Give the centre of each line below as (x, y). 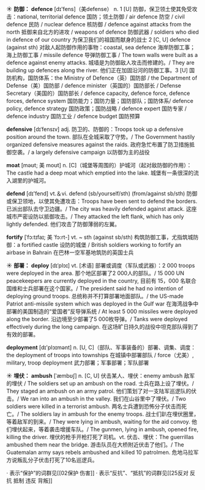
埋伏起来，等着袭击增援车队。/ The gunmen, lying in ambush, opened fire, (105, 429)
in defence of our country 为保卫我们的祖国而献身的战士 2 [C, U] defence (99, 40)
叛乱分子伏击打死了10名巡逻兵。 (57, 460)
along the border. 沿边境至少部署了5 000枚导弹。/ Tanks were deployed (97, 319)
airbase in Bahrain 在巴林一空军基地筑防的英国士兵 (70, 252)
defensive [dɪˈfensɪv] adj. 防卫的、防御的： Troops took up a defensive (95, 129)
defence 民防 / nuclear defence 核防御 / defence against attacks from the (99, 24)
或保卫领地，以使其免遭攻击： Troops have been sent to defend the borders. (102, 201)
